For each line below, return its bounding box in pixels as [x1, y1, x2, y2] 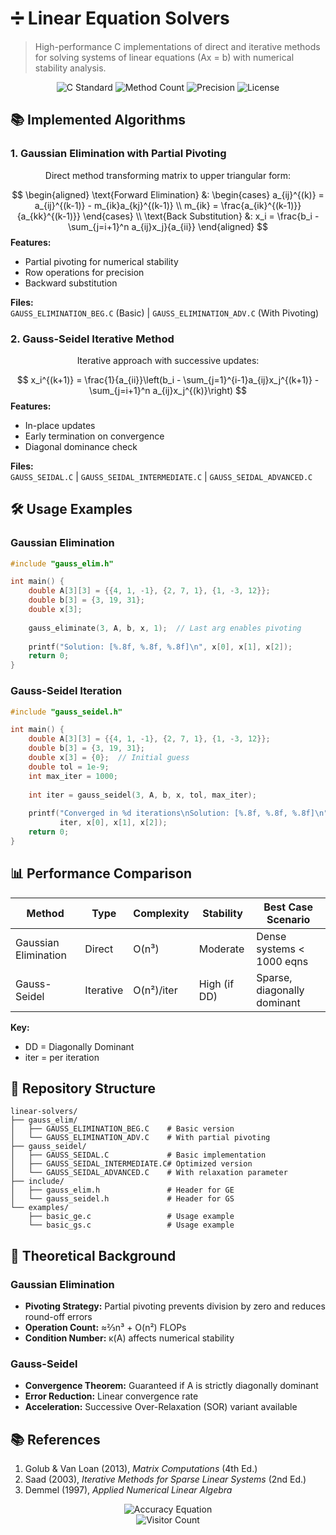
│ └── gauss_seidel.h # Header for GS [10, 1194, 235, 1204]
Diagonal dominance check [24, 440, 138, 452]
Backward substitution [24, 277, 118, 289]
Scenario [266, 912, 311, 926]
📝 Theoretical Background [10, 1247, 177, 1264]
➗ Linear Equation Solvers [10, 7, 230, 30]
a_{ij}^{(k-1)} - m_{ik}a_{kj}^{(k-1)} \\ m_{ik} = [34, 199, 219, 211]
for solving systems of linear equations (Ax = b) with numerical [34, 51, 295, 63]
